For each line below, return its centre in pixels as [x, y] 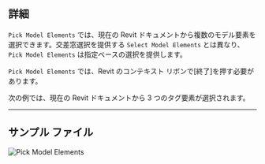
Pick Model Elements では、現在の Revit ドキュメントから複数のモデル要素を [132, 35]
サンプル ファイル [51, 132]
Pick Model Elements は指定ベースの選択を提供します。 [97, 54]
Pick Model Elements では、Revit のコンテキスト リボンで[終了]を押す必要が [131, 71]
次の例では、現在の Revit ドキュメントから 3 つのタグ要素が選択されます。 [129, 98]
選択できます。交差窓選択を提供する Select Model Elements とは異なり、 [126, 44]
